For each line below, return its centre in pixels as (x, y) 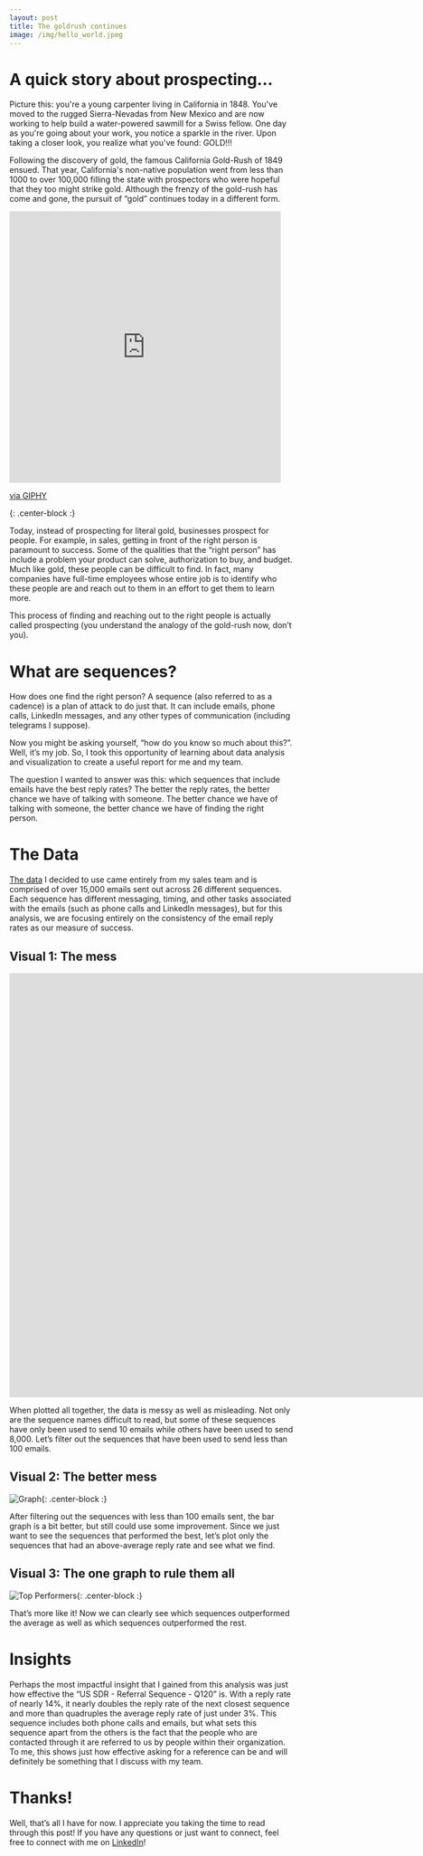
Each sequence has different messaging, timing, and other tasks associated (150, 899)
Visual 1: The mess (63, 956)
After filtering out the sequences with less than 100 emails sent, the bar (142, 1516)
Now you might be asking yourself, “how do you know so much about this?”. (151, 743)
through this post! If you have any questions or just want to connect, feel (144, 1832)
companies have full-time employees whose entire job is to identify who (143, 579)
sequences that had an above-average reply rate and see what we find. (142, 1545)
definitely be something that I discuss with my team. (106, 1761)
